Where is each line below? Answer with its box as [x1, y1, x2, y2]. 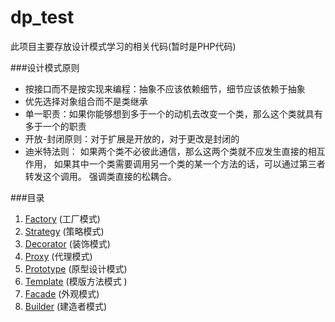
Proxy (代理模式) [24, 250, 93, 262]
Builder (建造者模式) [24, 300, 108, 312]
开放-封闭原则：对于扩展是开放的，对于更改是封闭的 [24, 132, 240, 145]
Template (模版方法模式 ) [24, 275, 128, 287]
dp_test [10, 6, 75, 29]
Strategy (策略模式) [24, 225, 105, 237]
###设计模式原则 [10, 61, 80, 73]
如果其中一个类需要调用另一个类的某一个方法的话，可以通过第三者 [53, 157, 326, 170]
